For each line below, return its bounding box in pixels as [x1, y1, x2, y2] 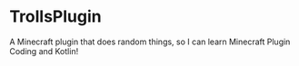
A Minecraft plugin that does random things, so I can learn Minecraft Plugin [9, 36, 291, 47]
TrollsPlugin [9, 6, 102, 27]
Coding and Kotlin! [9, 45, 79, 56]
